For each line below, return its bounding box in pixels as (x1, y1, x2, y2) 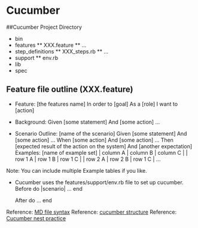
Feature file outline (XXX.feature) (6, 85, 133, 95)
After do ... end (14, 196, 52, 204)
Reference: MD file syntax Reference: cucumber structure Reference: (6, 208, 177, 215)
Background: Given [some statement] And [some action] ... (14, 118, 160, 125)
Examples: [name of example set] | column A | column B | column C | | (14, 149, 188, 156)
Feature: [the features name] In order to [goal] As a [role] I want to (14, 100, 178, 107)
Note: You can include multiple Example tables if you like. (6, 167, 148, 174)
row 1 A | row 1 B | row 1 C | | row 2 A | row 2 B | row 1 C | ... (14, 155, 161, 163)
